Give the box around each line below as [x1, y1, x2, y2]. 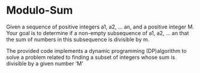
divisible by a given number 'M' [6, 60, 84, 67]
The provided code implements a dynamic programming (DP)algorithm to [6, 47, 187, 54]
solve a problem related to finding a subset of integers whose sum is [6, 53, 175, 61]
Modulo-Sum [6, 4, 73, 17]
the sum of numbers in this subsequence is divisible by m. [6, 36, 150, 43]
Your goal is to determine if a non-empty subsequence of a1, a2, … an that [6, 29, 189, 36]
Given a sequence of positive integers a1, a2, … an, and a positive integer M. [6, 23, 195, 30]
